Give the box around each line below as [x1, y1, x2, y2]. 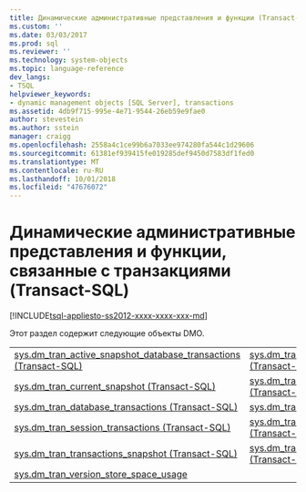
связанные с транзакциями [9, 261, 231, 282]
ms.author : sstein [9, 124, 79, 133]
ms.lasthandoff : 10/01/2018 [9, 174, 117, 183]
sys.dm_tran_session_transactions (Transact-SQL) [14, 421, 231, 434]
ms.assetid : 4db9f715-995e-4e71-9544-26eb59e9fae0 [9, 107, 206, 116]
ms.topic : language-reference [9, 65, 125, 74]
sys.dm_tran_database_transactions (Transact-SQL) [14, 401, 239, 414]
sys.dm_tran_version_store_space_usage [14, 468, 189, 481]
